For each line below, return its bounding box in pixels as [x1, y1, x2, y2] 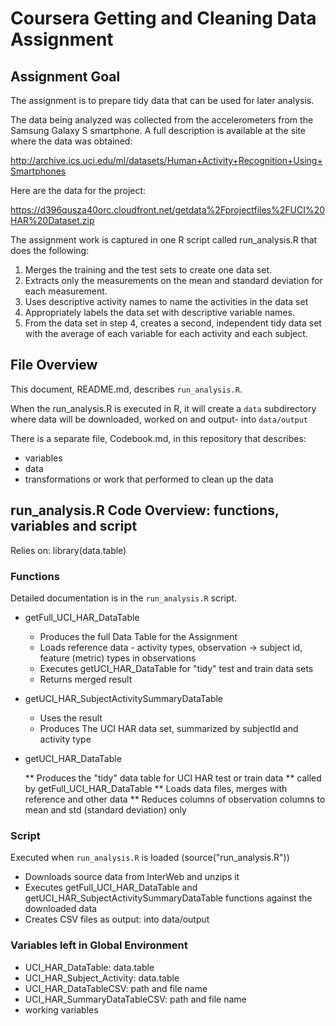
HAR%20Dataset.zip [10, 215, 95, 226]
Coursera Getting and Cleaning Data [10, 7, 317, 30]
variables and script [10, 518, 138, 535]
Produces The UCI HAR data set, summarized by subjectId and [39, 722, 299, 734]
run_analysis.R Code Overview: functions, [10, 502, 280, 519]
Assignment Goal [10, 68, 121, 85]
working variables [24, 1003, 99, 1016]
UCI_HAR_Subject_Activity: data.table [24, 972, 180, 984]
